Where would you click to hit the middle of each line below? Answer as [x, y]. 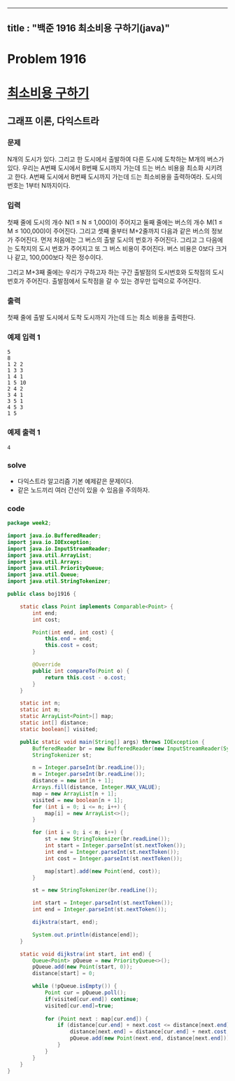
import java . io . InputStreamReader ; [59, 549]
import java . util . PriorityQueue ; [56, 569]
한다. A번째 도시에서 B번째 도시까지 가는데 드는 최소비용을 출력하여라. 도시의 [118, 177]
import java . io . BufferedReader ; [54, 536]
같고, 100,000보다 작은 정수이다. [59, 257]
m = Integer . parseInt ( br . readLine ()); [89, 774]
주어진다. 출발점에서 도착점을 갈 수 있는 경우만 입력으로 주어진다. [113, 280]
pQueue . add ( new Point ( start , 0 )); [83, 967]
